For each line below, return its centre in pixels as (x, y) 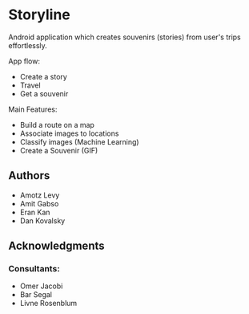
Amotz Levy (40, 195)
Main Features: (33, 109)
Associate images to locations (69, 133)
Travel (30, 85)
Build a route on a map (57, 124)
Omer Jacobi (41, 286)
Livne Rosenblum (48, 304)
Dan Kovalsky (42, 220)
